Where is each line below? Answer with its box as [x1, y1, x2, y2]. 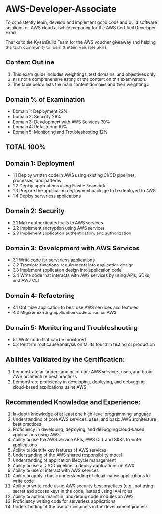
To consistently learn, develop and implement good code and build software [5, 19, 157, 25]
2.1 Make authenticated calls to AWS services [12, 219, 103, 226]
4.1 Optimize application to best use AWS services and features [12, 304, 139, 311]
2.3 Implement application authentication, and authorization [12, 230, 132, 236]
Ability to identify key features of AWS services [12, 447, 107, 452]
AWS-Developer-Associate [5, 3, 117, 15]
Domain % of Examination [5, 95, 85, 104]
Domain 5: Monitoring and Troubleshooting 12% [12, 129, 108, 135]
